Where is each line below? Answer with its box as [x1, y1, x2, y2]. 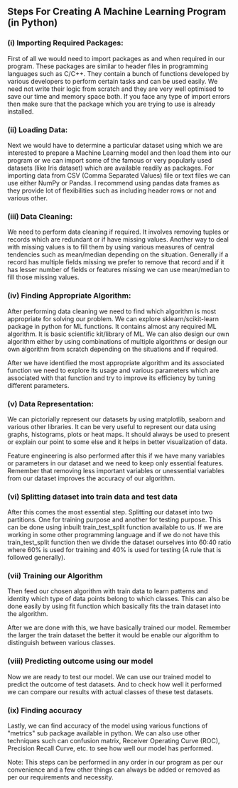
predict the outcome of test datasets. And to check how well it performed [7, 680, 222, 689]
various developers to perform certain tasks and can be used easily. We [7, 77, 218, 85]
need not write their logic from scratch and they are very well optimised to [7, 85, 225, 93]
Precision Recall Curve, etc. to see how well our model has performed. [7, 744, 214, 752]
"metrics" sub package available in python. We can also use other [7, 729, 200, 738]
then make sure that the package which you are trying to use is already [7, 99, 215, 108]
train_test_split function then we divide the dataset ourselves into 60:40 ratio [7, 538, 232, 546]
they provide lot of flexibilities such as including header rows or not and [7, 186, 217, 195]
